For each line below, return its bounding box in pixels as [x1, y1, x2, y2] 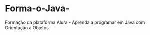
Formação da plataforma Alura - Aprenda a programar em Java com [5, 19, 145, 25]
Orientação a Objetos [5, 24, 49, 30]
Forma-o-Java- [5, 3, 70, 14]
